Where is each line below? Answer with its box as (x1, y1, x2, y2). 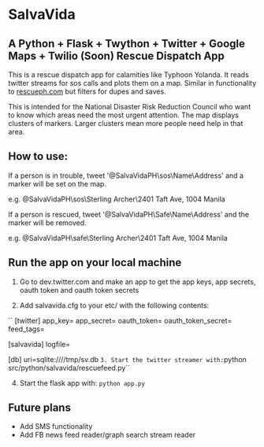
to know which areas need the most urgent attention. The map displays (8, 110, 239, 120)
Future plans (8, 401, 71, 415)
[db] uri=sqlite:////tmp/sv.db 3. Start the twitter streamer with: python (8, 354, 247, 364)
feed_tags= (8, 324, 45, 334)
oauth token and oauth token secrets (19, 285, 139, 294)
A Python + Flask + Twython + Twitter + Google (8, 37, 246, 50)
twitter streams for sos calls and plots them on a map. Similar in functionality (8, 79, 257, 87)
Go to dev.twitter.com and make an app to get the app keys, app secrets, (19, 277, 256, 286)
